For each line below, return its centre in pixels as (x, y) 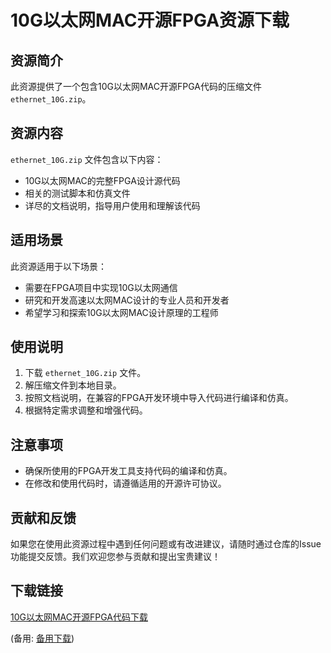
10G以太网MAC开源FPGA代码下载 (79, 617)
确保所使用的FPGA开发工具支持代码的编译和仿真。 (128, 471)
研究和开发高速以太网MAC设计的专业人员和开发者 (127, 300)
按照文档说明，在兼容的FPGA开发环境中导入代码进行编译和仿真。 (159, 398)
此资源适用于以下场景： (58, 266)
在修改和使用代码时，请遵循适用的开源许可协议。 (125, 483)
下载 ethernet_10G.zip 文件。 (85, 373)
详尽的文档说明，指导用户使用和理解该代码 (112, 205)
